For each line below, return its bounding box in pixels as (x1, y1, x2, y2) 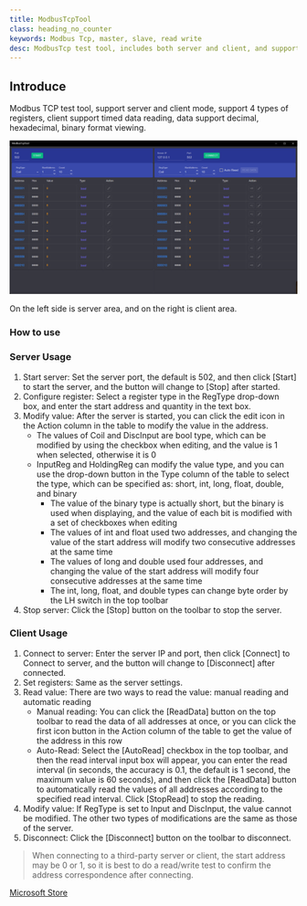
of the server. (22, 822, 74, 833)
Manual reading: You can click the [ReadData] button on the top (36, 706, 277, 717)
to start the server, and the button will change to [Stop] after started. (22, 381, 281, 392)
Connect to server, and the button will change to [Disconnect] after (22, 658, 276, 669)
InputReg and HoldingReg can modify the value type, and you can (36, 458, 285, 469)
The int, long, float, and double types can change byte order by (49, 585, 289, 595)
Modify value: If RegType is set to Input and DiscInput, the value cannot (22, 803, 292, 814)
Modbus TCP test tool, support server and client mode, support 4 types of (9, 103, 290, 114)
